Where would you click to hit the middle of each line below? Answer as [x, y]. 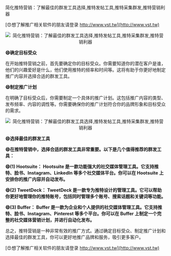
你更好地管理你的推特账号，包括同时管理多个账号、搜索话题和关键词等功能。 [85, 196]
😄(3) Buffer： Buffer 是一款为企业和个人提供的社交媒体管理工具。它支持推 [84, 207]
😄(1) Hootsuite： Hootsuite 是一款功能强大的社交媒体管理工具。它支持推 [82, 166]
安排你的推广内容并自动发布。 [36, 179]
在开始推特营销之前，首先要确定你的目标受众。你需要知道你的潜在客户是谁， [85, 63]
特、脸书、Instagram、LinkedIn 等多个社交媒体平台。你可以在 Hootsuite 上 [84, 173]
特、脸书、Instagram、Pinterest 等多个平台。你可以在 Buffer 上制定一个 [81, 214]
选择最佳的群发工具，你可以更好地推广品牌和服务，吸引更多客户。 [74, 237]
